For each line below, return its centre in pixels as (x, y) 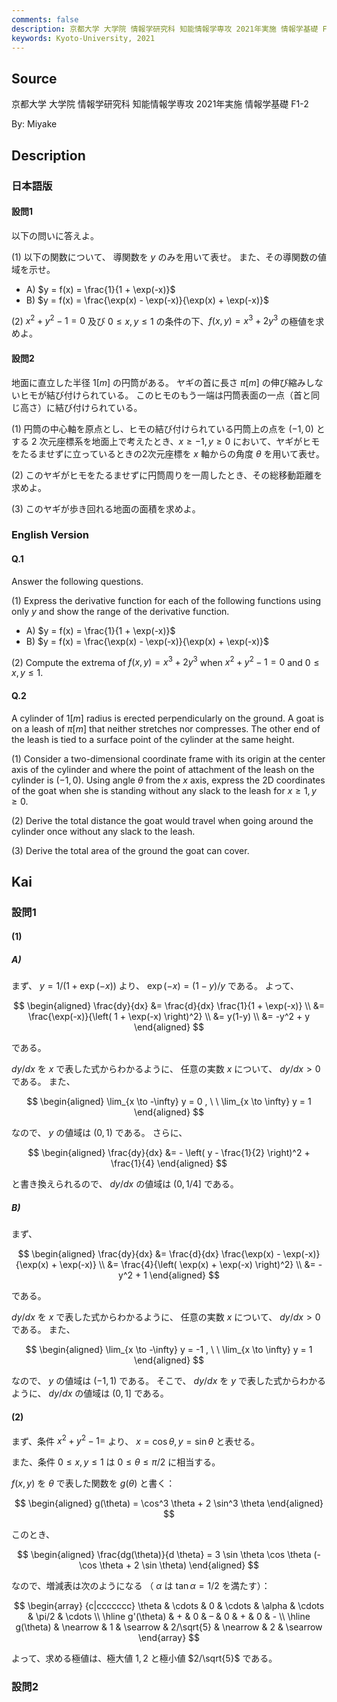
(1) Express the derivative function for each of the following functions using (166, 600)
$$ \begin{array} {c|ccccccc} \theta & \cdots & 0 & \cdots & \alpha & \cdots (169, 1606)
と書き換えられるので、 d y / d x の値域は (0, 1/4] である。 (125, 1184)
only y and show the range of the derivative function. (120, 611)
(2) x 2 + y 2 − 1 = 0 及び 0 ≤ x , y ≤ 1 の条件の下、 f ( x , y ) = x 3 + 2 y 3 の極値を (163, 320)
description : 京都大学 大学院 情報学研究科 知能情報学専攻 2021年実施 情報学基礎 (165, 29)
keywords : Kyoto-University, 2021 (83, 38)
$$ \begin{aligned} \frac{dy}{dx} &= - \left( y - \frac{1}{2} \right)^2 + (169, 1153)
